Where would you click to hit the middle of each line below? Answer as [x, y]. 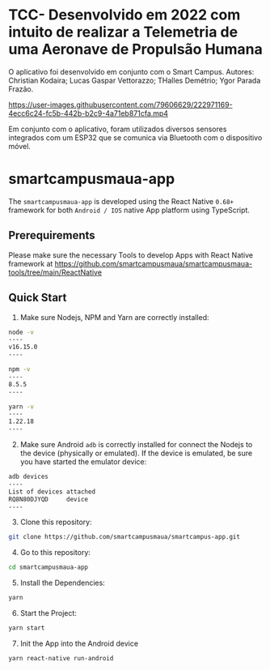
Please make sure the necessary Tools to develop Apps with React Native [131, 255]
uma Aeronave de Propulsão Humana [135, 49]
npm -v [19, 369]
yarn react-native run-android [61, 658]
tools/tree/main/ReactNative [55, 272]
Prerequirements [52, 235]
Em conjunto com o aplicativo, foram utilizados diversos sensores [118, 129]
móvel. [19, 146]
